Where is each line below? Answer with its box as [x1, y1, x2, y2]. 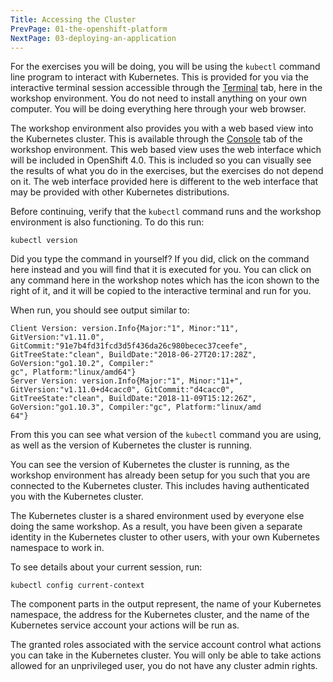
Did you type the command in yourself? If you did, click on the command [10, 253, 310, 265]
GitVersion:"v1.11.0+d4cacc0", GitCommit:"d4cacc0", [10, 385, 235, 395]
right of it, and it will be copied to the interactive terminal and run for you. [10, 285, 312, 297]
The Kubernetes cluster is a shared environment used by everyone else [10, 510, 305, 522]
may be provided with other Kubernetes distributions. [10, 186, 230, 198]
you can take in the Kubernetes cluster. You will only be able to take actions [10, 649, 322, 661]
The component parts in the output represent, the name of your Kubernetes [10, 598, 322, 610]
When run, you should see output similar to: [10, 304, 190, 316]
